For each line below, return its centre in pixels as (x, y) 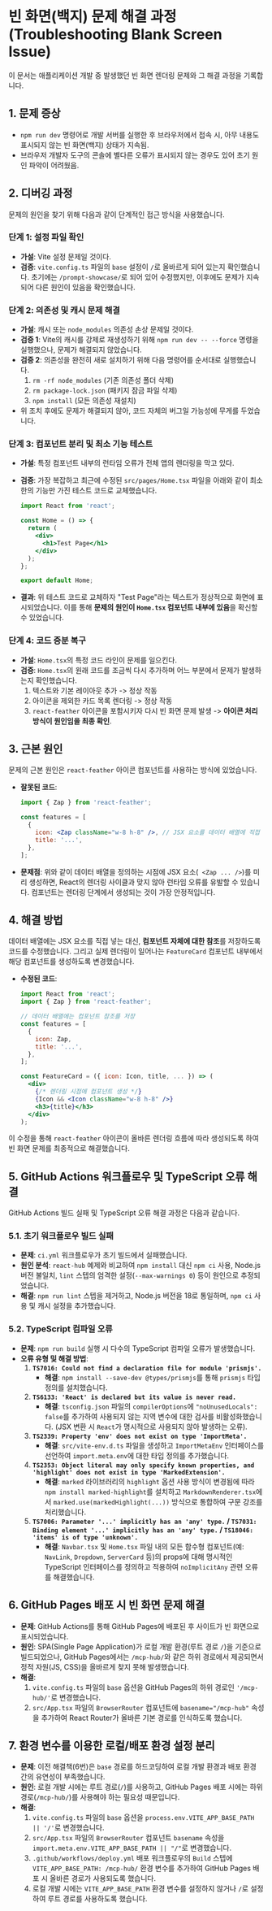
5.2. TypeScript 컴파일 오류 (61, 1329)
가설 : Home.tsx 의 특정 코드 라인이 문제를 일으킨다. (98, 660)
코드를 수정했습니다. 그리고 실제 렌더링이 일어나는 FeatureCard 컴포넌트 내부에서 (136, 951)
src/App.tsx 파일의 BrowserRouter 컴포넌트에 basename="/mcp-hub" (141, 1707)
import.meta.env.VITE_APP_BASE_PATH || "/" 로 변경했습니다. (132, 1848)
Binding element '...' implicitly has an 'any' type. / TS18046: (143, 1530)
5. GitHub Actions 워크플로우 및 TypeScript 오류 (127, 1177)
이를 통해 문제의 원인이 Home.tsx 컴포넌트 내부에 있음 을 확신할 (161, 607)
